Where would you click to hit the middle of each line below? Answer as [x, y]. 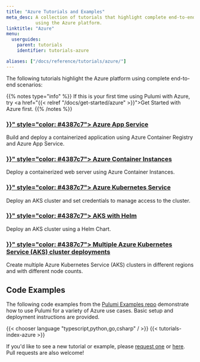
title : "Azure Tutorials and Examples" [56, 12]
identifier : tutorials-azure [53, 51]
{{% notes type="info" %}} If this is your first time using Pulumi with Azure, [98, 96]
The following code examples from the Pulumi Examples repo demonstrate [98, 304]
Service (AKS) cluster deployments [58, 252]
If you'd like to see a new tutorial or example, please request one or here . [96, 346]
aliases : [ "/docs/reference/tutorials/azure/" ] [66, 61]
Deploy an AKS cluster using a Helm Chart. [59, 229]
